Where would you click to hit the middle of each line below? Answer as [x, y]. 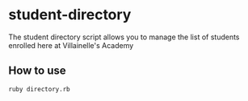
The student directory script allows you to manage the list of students [124, 37]
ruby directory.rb [39, 89]
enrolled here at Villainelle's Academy [71, 45]
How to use [37, 71]
